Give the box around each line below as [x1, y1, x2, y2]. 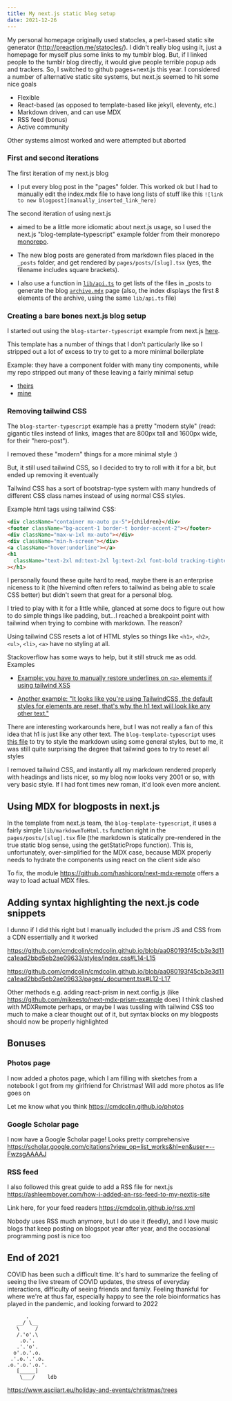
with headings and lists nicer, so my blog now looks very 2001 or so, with [7, 773, 215, 781]
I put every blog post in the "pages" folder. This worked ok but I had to [17, 182, 218, 190]
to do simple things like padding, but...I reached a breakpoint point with [7, 612, 210, 620]
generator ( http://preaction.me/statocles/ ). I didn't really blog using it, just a [7, 43, 222, 51]
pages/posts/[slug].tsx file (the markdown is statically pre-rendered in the [7, 834, 221, 842]
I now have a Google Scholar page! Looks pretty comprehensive [7, 1135, 190, 1143]
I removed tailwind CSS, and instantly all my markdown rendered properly [7, 766, 217, 774]
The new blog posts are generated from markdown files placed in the [17, 251, 214, 259]
